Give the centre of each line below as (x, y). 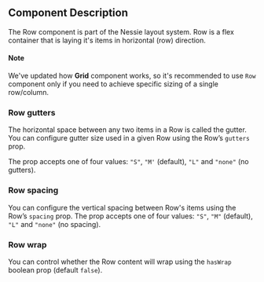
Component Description (68, 13)
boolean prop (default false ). (55, 269)
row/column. (29, 93)
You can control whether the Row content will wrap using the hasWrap (120, 262)
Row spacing (33, 190)
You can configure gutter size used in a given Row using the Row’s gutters (129, 138)
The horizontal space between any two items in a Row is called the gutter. (128, 130)
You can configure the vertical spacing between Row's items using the (122, 207)
